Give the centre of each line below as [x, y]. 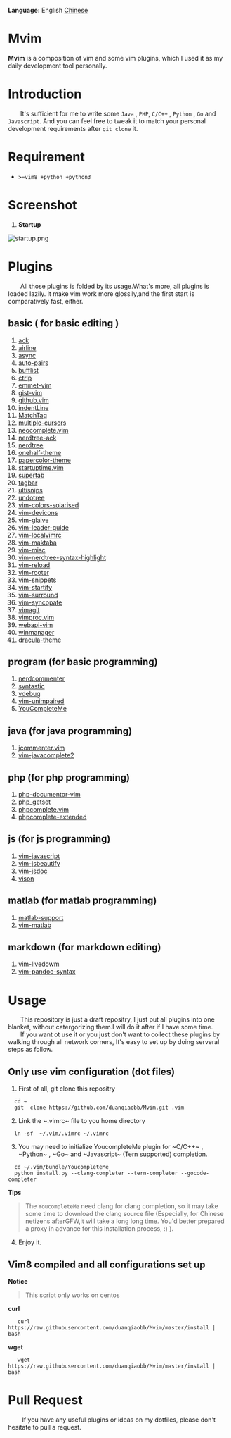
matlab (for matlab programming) [82, 901]
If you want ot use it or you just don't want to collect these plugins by [120, 1034]
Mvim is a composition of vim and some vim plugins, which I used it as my [115, 58]
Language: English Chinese [48, 10]
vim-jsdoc [33, 871]
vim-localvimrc [40, 535]
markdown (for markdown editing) [85, 947]
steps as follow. [31, 1050]
